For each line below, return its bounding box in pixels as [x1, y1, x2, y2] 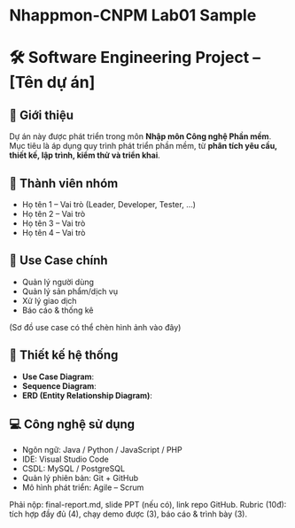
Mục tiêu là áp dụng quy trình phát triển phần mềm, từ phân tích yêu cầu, [9, 141, 277, 151]
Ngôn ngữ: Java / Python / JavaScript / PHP [21, 445, 183, 455]
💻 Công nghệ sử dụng [9, 417, 136, 432]
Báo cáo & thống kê [21, 305, 95, 315]
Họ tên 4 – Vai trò [21, 228, 86, 237]
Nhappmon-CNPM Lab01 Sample [9, 5, 257, 26]
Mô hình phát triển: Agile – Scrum [21, 482, 144, 493]
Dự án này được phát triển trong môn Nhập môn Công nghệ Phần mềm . [9, 131, 272, 142]
